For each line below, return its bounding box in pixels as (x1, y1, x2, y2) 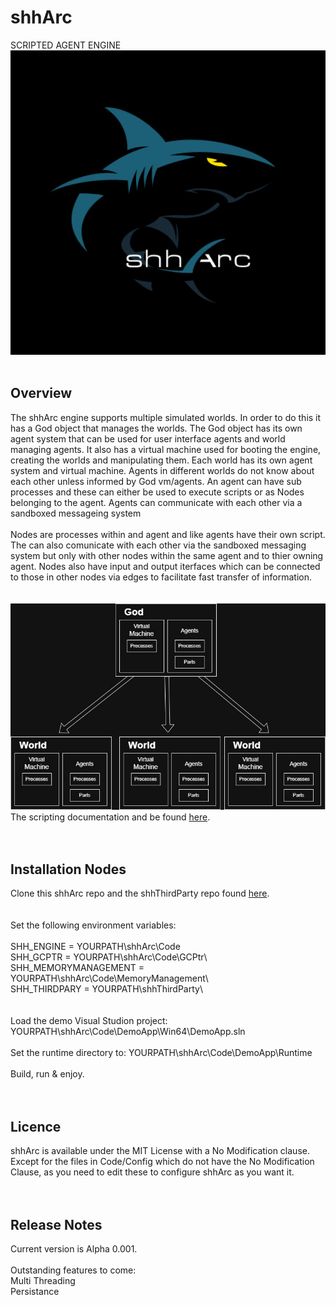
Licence (10, 1118, 62, 1135)
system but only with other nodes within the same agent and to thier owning (10, 549, 324, 561)
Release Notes (10, 1216, 103, 1233)
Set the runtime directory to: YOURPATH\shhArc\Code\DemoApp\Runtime (10, 1047, 313, 1059)
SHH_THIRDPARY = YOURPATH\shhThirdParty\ (10, 983, 203, 995)
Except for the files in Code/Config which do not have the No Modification (10, 1156, 315, 1168)
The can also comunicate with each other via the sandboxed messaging (10, 539, 307, 551)
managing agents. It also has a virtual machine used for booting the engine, (10, 443, 322, 455)
